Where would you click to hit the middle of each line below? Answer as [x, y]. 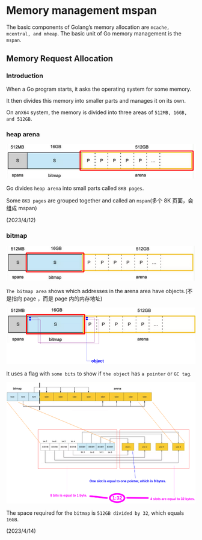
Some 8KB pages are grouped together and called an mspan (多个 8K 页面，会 [100, 201]
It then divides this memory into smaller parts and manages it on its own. [96, 100]
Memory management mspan [82, 11]
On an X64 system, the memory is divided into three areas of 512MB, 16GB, [97, 112]
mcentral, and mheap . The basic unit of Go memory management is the [94, 33]
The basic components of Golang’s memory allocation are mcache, [88, 27]
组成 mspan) [22, 208]
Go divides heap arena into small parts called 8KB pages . [75, 188]
